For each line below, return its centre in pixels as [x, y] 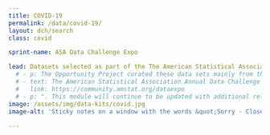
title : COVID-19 [35, 16]
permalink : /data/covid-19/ [55, 23]
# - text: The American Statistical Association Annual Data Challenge [138, 81]
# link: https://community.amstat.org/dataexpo [100, 89]
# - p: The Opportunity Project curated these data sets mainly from [134, 74]
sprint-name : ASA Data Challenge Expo [73, 53]
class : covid [30, 38]
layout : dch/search [41, 30]
